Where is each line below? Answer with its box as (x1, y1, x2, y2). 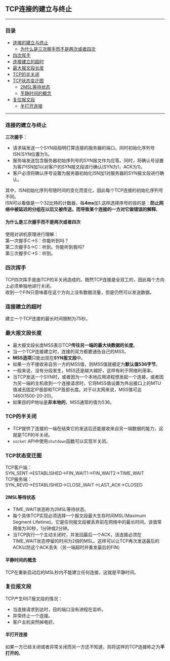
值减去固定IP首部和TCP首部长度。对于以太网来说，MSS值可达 (12, 386, 142, 392)
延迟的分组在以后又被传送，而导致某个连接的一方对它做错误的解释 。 (18, 206, 160, 212)
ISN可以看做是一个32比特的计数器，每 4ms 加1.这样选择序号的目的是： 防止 (5, 200, 159, 206)
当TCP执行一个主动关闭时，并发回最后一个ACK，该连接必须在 (12, 532, 142, 538)
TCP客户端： (5, 464, 32, 470)
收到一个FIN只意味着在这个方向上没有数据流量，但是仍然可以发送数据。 (5, 289, 154, 295)
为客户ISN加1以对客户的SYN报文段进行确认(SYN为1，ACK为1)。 (12, 164, 145, 170)
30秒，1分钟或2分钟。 (26, 525, 72, 531)
